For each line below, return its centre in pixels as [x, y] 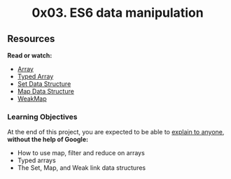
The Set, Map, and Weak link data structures [81, 168]
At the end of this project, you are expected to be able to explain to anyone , [116, 132]
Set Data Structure [44, 84]
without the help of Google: [48, 139]
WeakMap [32, 99]
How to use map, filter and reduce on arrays [81, 153]
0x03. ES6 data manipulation [118, 13]
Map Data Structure [46, 91]
